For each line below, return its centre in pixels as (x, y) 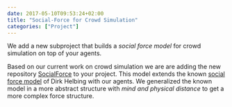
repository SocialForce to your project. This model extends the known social (116, 74)
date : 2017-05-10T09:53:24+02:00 (56, 13)
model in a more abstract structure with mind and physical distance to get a (116, 89)
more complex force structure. (51, 96)
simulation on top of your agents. (55, 53)
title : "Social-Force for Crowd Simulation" (73, 20)
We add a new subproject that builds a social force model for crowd (104, 46)
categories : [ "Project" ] (43, 26)
